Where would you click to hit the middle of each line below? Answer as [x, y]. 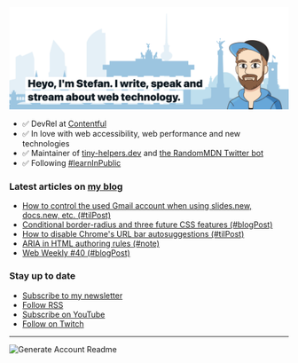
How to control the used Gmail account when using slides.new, [137, 206]
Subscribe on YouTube [63, 314]
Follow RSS [43, 304]
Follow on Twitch [53, 324]
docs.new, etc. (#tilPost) [67, 216]
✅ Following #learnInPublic [71, 163]
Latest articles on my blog [66, 186]
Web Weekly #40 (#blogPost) [76, 253]
